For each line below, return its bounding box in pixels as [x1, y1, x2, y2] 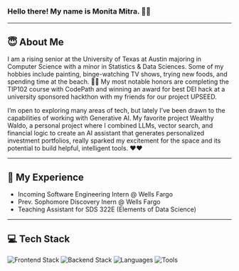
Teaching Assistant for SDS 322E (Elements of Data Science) [17, 205, 197, 214]
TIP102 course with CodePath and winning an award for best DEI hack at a [7, 85, 225, 94]
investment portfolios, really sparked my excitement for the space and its [7, 136, 221, 145]
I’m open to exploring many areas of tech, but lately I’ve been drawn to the [7, 106, 225, 115]
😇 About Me [7, 35, 64, 48]
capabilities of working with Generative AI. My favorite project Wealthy [7, 114, 215, 123]
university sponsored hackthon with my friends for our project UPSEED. [7, 92, 217, 101]
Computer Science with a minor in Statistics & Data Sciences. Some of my [7, 62, 224, 71]
